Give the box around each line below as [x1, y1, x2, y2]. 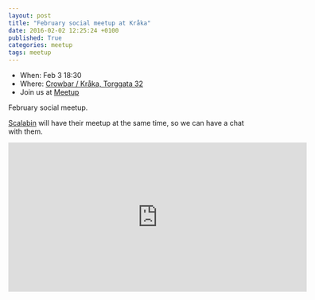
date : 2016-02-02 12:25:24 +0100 [8, 26, 119, 34]
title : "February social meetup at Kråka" [8, 19, 151, 27]
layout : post [8, 11, 52, 20]
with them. [8, 127, 43, 136]
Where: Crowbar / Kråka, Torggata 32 [19, 79, 143, 88]
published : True [8, 33, 62, 42]
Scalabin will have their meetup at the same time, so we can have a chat [8, 119, 244, 127]
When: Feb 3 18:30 [19, 71, 82, 80]
